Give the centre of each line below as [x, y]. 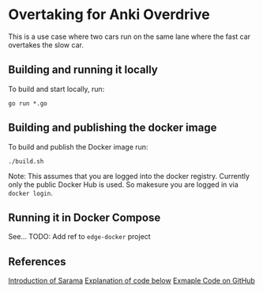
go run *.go [28, 103]
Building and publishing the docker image [113, 128]
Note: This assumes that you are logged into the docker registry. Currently [129, 176]
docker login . [30, 192]
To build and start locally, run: [56, 89]
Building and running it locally [83, 70]
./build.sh [26, 161]
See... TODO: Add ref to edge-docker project [80, 237]
